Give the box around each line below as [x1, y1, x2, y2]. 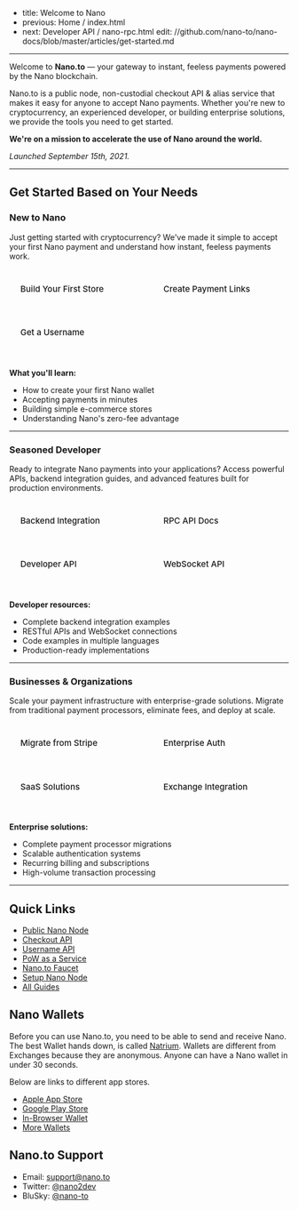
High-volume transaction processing [21, 867, 156, 878]
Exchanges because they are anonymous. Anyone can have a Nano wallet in [9, 1049, 288, 1061]
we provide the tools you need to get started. [9, 116, 174, 127]
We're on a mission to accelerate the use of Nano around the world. [9, 133, 263, 144]
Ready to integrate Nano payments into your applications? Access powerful [9, 463, 286, 474]
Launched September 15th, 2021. [9, 151, 130, 161]
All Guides [21, 982, 60, 992]
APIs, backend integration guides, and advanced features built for [9, 473, 250, 484]
